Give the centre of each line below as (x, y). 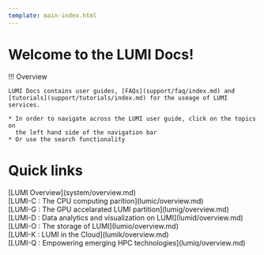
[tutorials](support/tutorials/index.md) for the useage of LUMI (118, 98)
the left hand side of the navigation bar (86, 132)
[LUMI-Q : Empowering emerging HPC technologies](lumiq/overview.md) (127, 242)
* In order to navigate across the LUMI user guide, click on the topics (132, 118)
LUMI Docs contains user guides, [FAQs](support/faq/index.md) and (122, 91)
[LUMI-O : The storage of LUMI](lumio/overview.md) (94, 226)
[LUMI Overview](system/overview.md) (72, 192)
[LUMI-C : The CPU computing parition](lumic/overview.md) (106, 201)
